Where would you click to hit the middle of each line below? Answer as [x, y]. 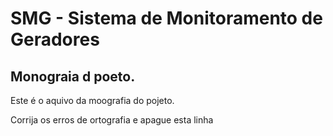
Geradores [55, 39]
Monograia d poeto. [73, 76]
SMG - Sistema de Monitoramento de [166, 18]
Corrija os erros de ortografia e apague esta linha [112, 120]
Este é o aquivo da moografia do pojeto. [92, 100]
